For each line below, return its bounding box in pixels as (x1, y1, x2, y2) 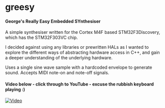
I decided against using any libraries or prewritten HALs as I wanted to (5, 44, 149, 50)
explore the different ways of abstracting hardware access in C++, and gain (5, 49, 160, 56)
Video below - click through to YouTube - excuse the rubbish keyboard (5, 81, 154, 87)
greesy (5, 1, 35, 13)
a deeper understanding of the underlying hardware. (5, 55, 113, 61)
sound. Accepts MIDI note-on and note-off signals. (5, 70, 109, 76)
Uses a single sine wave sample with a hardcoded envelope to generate (5, 64, 153, 71)
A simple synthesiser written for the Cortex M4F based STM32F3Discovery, (5, 29, 161, 35)
